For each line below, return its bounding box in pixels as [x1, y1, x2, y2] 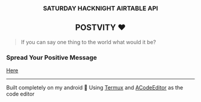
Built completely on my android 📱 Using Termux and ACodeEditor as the [6, 84, 184, 91]
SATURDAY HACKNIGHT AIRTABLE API [42, 4, 159, 13]
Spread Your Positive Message [6, 53, 98, 61]
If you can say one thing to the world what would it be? [20, 38, 157, 45]
